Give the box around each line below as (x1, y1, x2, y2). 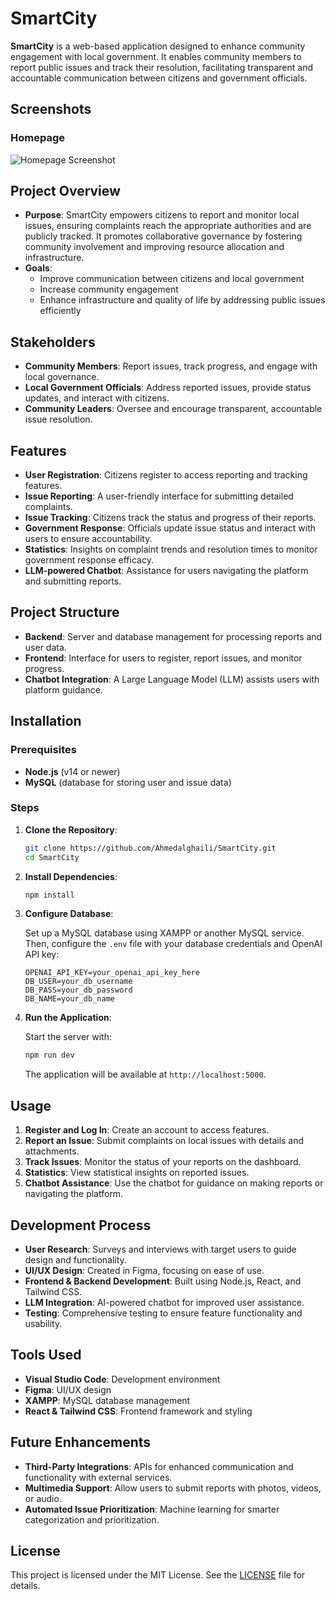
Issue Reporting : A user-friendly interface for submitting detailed (24, 490, 294, 502)
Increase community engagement (39, 283, 179, 296)
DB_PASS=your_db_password (24, 985, 133, 996)
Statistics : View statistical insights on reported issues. (24, 1167, 250, 1179)
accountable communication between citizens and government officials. (10, 72, 308, 84)
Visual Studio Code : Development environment (24, 1373, 221, 1385)
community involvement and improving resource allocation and (24, 241, 285, 253)
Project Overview (10, 183, 121, 200)
